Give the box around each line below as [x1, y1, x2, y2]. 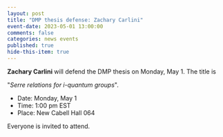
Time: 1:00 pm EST [17, 101, 71, 109]
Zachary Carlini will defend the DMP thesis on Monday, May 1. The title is [7, 67, 216, 76]
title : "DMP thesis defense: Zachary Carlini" [7, 17, 144, 23]
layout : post [7, 10, 45, 17]
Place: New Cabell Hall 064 [17, 108, 95, 117]
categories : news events [7, 36, 79, 43]
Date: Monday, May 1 [17, 94, 77, 102]
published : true [7, 42, 54, 49]
